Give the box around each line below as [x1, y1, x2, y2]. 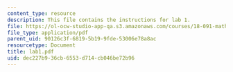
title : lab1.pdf [7, 49, 54, 56]
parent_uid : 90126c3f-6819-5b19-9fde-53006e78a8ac [7, 36, 157, 43]
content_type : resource [7, 10, 76, 17]
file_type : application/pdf [7, 29, 89, 36]
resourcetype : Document [7, 42, 76, 49]
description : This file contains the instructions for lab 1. [7, 16, 191, 23]
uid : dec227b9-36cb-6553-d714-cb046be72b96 [7, 55, 135, 62]
